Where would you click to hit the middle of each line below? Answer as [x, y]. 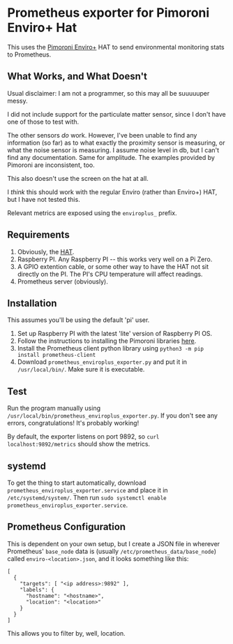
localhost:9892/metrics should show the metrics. [79, 444]
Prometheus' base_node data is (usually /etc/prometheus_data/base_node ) [112, 551]
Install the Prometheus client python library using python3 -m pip [111, 349]
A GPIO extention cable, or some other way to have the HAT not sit [113, 266]
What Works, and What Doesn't [77, 76]
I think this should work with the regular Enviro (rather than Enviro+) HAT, [112, 192]
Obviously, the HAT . [46, 251]
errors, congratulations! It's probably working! [73, 423]
